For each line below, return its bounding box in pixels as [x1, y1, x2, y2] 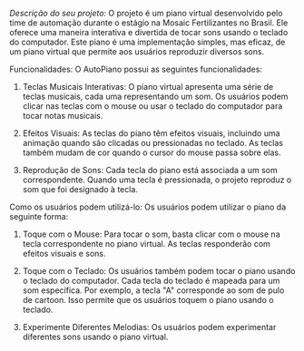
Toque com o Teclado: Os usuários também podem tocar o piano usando [22, 266, 296, 276]
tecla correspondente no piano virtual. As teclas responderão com [22, 239, 270, 249]
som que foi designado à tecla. [22, 184, 139, 194]
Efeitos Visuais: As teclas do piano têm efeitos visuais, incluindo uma [22, 128, 280, 139]
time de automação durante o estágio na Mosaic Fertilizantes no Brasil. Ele [9, 17, 289, 28]
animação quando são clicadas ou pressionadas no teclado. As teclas [22, 138, 284, 148]
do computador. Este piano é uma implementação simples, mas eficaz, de [9, 36, 286, 47]
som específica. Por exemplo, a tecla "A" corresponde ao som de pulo [22, 285, 285, 296]
